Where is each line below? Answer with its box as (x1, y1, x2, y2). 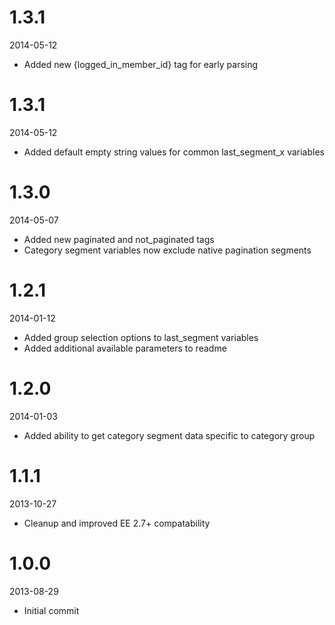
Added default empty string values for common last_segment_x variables (23, 146, 325, 158)
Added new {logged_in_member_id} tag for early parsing (23, 58, 259, 70)
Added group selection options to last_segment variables (23, 331, 259, 343)
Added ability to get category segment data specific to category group (23, 429, 316, 441)
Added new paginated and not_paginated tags (23, 233, 215, 245)
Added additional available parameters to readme (23, 342, 227, 354)
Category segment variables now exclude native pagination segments (23, 244, 312, 256)
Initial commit (23, 604, 80, 616)
